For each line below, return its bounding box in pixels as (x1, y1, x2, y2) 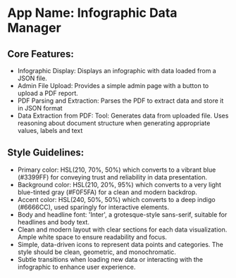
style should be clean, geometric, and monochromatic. (17, 248, 176, 256)
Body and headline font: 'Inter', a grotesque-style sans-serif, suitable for (17, 210, 228, 219)
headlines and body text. (17, 217, 90, 226)
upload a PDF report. (17, 89, 79, 97)
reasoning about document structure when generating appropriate (17, 119, 211, 127)
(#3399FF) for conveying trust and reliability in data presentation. (17, 172, 208, 181)
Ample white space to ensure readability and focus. (17, 232, 168, 241)
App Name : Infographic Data (7, 5, 178, 21)
